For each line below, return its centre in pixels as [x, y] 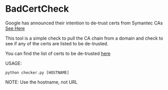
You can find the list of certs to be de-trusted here [58, 53]
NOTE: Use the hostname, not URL [41, 82]
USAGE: [13, 63]
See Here [15, 28]
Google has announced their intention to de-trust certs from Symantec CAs [84, 23]
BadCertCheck [37, 9]
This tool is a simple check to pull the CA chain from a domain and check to [84, 38]
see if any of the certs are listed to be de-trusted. [57, 43]
